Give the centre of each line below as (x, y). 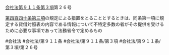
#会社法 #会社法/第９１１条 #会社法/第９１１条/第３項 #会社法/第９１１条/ (83, 41)
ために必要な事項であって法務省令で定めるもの (54, 30)
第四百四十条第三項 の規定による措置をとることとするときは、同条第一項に (82, 18)
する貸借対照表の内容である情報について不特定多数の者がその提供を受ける (87, 24)
